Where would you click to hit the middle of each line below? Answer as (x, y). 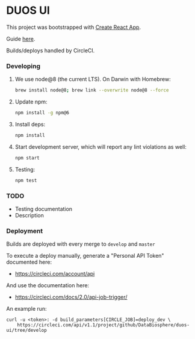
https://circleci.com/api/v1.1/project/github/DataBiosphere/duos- (103, 325)
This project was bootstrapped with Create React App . (74, 27)
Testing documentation (44, 209)
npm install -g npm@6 (42, 113)
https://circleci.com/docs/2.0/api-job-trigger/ (71, 297)
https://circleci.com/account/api (55, 274)
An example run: (26, 309)
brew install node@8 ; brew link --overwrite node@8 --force (92, 90)
